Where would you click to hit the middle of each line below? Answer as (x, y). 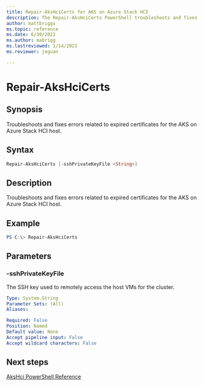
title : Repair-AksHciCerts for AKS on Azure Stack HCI (77, 12)
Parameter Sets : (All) (35, 304)
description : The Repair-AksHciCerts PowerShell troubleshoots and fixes (102, 18)
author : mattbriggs (31, 23)
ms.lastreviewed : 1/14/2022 (42, 46)
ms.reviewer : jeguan (33, 52)
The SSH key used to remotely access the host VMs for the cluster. (91, 287)
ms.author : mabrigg (31, 40)
